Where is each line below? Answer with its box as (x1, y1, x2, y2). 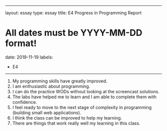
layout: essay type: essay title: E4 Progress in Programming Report (5, 10, 142, 15)
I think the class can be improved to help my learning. (12, 115, 122, 121)
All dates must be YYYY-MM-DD (5, 27, 143, 39)
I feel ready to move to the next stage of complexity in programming (12, 104, 152, 110)
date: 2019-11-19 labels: (5, 54, 54, 60)
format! (5, 38, 37, 49)
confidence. (12, 99, 37, 105)
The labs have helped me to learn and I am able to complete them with (12, 94, 157, 100)
